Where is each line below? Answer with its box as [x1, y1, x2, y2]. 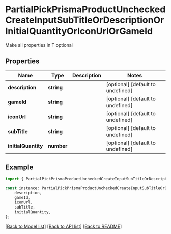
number [48, 142, 68, 149]
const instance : [5, 186, 40, 191]
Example [5, 163, 34, 172]
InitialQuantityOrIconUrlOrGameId [5, 25, 153, 37]
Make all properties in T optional [5, 42, 73, 48]
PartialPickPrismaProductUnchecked [5, 4, 166, 15]
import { [5, 176, 24, 181]
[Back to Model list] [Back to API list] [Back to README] [5, 223, 122, 229]
